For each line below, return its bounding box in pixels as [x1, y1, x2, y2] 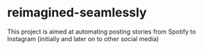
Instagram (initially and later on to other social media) [7, 34, 159, 42]
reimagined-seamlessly [7, 5, 147, 21]
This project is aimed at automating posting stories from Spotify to [7, 27, 196, 36]
